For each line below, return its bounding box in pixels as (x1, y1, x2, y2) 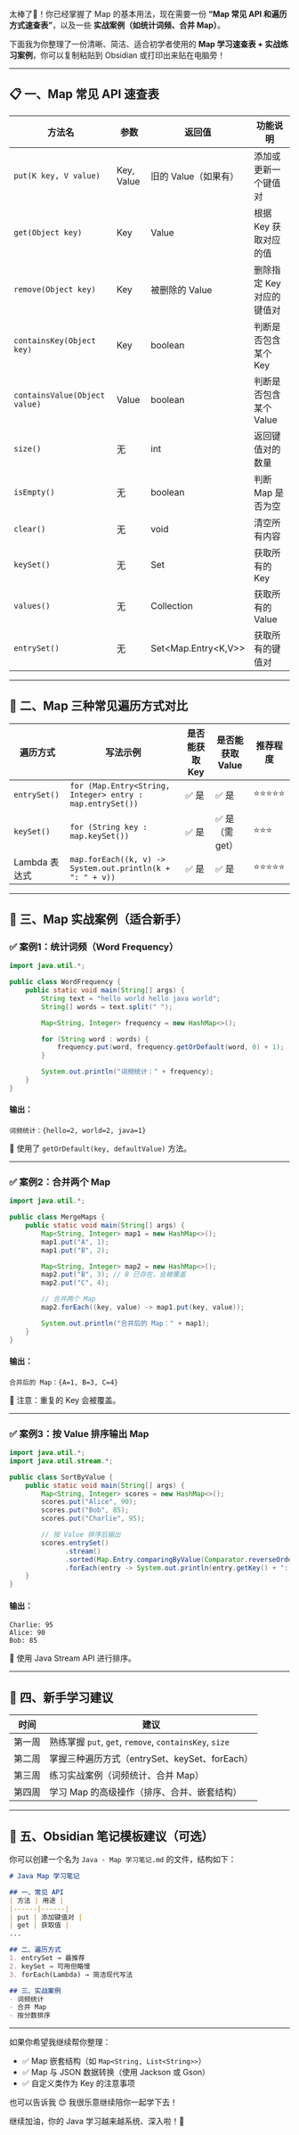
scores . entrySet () (41, 1538, 109, 1548)
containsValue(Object (13, 390, 105, 400)
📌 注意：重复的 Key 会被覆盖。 (9, 1394, 121, 1405)
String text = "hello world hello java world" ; (41, 994, 221, 1003)
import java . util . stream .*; (9, 1457, 114, 1466)
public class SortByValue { (9, 1473, 114, 1482)
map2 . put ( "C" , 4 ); (41, 1278, 109, 1287)
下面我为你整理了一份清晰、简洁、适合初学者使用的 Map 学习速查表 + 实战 (9, 39, 281, 49)
